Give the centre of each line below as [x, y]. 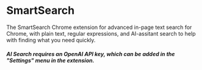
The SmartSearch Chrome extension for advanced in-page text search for [99, 27]
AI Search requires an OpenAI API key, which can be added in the [91, 54]
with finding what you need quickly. [51, 40]
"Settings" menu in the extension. [50, 60]
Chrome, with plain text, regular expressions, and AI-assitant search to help [101, 33]
